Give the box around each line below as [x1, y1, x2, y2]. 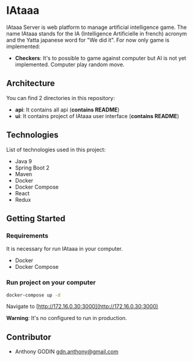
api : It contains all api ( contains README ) [14, 106, 120, 113]
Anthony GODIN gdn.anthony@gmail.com [14, 348, 119, 356]
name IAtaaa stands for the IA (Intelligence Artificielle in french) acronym [6, 30, 187, 37]
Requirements [6, 231, 49, 240]
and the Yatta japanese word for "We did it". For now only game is [6, 36, 170, 43]
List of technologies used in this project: [6, 146, 106, 153]
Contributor [6, 332, 51, 342]
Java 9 [14, 157, 32, 165]
